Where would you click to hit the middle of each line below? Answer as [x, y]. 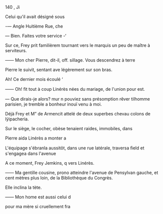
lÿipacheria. [17, 119]
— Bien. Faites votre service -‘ [36, 36]
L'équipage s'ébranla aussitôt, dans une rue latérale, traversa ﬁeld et [75, 148]
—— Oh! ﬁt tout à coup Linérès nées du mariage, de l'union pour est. [75, 89]
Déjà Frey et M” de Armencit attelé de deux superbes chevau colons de [78, 114]
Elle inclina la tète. [23, 187]
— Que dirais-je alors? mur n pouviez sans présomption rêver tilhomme [78, 99]
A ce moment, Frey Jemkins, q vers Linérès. [50, 163]
